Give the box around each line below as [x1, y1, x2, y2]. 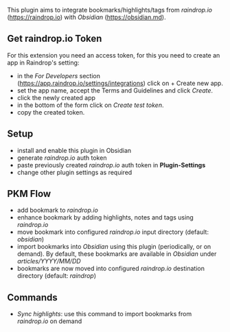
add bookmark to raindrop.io [16, 206, 98, 215]
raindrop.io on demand [16, 317, 82, 325]
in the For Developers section [16, 71, 101, 80]
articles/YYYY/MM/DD [16, 257, 81, 265]
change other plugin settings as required [16, 168, 133, 176]
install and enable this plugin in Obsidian [16, 146, 132, 154]
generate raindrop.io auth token [16, 154, 107, 162]
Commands [7, 292, 58, 303]
